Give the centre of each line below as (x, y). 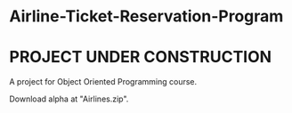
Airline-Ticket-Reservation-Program (146, 16)
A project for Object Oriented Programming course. (103, 82)
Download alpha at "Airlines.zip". (69, 99)
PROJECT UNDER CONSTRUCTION (141, 57)
